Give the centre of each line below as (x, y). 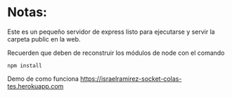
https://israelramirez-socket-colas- (131, 79)
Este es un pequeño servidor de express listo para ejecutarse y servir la (111, 32)
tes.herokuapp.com (36, 86)
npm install (25, 65)
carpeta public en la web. (44, 39)
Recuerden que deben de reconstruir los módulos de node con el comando (116, 53)
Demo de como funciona (43, 79)
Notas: (27, 12)
